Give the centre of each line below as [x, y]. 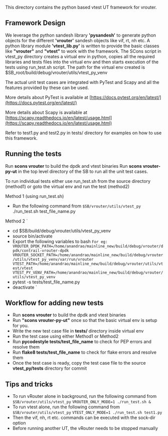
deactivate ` [25, 287]
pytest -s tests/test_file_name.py [46, 282]
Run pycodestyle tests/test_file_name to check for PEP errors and [82, 342]
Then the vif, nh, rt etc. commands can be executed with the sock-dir [84, 418]
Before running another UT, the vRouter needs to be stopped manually [85, 428]
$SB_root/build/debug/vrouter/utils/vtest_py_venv [56, 72]
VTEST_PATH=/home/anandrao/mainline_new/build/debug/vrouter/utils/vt [88, 264]
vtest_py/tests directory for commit [50, 368]
